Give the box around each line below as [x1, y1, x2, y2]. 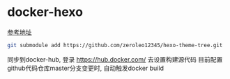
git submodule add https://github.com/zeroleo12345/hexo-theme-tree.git [7, 42, 223, 49]
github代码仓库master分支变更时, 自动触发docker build [7, 64, 164, 72]
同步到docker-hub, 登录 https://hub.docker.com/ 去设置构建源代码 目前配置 [7, 55, 223, 63]
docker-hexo [7, 4, 84, 20]
